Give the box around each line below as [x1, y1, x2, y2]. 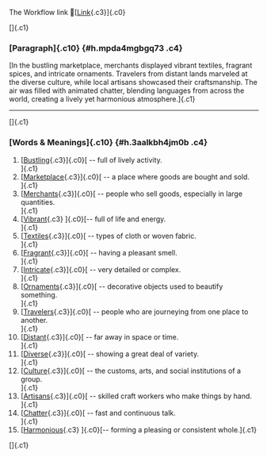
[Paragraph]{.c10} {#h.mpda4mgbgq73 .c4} [9, 42, 183, 53]
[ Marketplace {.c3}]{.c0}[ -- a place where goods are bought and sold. [20, 171, 250, 182]
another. [20, 315, 48, 325]
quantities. [20, 197, 55, 206]
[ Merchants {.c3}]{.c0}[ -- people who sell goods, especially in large [20, 189, 243, 198]
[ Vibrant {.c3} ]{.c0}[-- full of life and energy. [20, 214, 166, 224]
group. [20, 374, 43, 384]
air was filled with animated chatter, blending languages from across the [9, 86, 245, 95]
